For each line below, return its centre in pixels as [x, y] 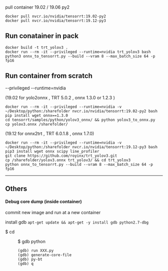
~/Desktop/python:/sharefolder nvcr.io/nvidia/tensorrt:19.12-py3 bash [81, 147]
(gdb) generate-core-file [44, 255]
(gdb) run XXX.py [36, 251]
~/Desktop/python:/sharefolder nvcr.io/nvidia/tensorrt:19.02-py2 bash [81, 111]
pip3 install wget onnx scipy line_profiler [52, 151]
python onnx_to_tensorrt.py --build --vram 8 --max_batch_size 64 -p [79, 164]
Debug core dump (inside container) [44, 201]
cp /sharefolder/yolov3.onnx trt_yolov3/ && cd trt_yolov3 [68, 160]
